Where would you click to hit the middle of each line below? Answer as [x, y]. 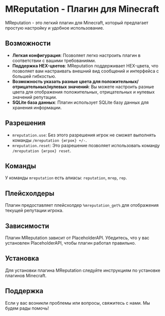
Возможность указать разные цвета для [56, 81]
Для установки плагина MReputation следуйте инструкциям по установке [83, 270]
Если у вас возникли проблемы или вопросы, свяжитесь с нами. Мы [78, 303]
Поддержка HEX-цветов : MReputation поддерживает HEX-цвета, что [85, 65]
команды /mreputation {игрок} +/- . [49, 140]
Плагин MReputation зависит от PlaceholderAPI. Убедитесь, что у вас [77, 238]
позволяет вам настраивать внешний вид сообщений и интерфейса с [85, 71]
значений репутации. [34, 97]
